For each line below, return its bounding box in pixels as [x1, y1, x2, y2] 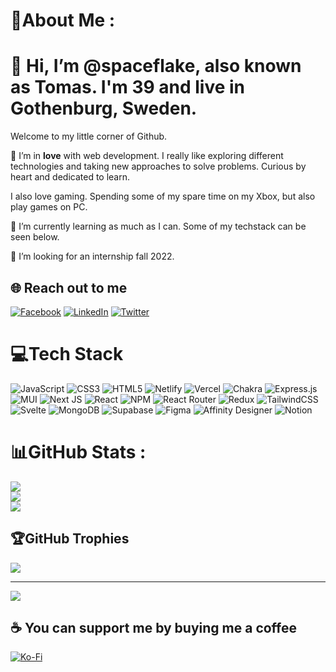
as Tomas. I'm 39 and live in [10, 76, 246, 99]
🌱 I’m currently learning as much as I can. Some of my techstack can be [10, 220, 307, 233]
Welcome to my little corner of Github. [10, 130, 168, 143]
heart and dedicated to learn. [10, 171, 131, 183]
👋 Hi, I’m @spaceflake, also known [10, 55, 302, 78]
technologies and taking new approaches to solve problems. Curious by [10, 160, 307, 173]
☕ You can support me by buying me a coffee [10, 620, 298, 637]
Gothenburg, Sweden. [10, 97, 198, 120]
